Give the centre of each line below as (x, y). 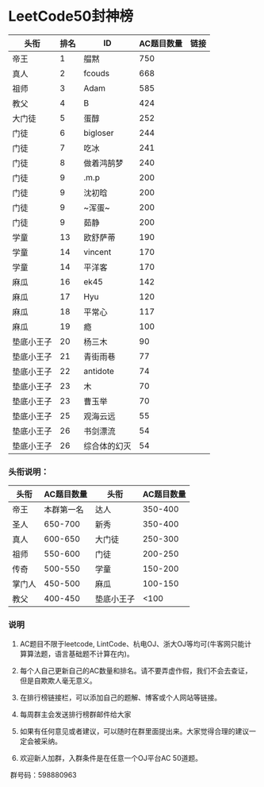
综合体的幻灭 (108, 446)
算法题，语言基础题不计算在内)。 (80, 654)
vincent (98, 252)
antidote (99, 371)
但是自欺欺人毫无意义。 (58, 681)
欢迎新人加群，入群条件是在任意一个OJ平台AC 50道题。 (111, 758)
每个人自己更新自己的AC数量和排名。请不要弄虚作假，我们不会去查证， (136, 670)
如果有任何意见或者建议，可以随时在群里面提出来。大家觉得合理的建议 (134, 731)
